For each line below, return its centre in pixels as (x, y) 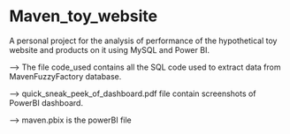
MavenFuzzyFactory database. (65, 76)
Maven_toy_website (83, 16)
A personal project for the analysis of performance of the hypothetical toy (143, 41)
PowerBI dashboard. (46, 102)
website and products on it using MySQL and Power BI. (110, 49)
